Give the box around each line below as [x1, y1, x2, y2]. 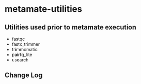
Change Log [4, 71, 43, 80]
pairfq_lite [11, 52, 33, 57]
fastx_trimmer [11, 41, 40, 47]
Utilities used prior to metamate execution [4, 23, 137, 31]
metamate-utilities [4, 3, 82, 15]
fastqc [11, 36, 25, 42]
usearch [11, 57, 29, 62]
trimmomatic [11, 47, 38, 52]
